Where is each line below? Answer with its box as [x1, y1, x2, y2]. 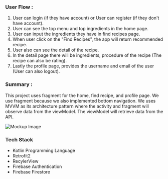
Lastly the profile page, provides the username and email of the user [12, 63, 154, 69]
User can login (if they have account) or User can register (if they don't [12, 15, 159, 21]
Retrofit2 [12, 152, 31, 159]
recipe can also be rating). [12, 58, 67, 64]
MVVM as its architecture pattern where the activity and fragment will [5, 103, 149, 109]
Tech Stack [5, 136, 34, 143]
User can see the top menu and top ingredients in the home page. [12, 26, 149, 32]
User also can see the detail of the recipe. [12, 47, 99, 53]
